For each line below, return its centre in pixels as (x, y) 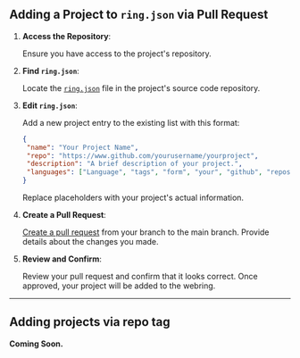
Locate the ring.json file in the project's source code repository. (141, 87)
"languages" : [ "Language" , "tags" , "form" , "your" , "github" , (145, 172)
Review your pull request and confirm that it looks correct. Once (140, 277)
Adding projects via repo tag (90, 322)
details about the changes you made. (90, 242)
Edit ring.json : (50, 105)
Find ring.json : (51, 71)
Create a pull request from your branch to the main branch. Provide (146, 232)
